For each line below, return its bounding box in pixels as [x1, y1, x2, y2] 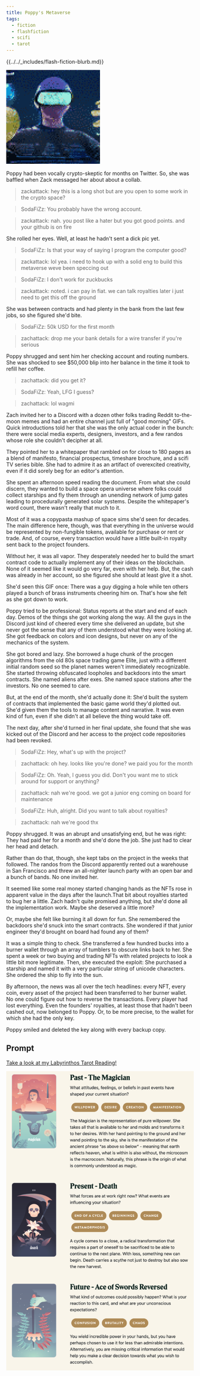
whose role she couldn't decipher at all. [6, 437, 103, 444]
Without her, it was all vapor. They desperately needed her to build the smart [6, 553, 194, 559]
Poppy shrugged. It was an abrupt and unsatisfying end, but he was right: [6, 830, 186, 837]
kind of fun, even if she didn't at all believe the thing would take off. [6, 712, 171, 720]
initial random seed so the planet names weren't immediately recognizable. [6, 663, 190, 670]
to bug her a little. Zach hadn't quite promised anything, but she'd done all [6, 898, 187, 905]
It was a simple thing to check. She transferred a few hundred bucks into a [6, 940, 189, 947]
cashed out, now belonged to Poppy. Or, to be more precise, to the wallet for [6, 1008, 194, 1015]
